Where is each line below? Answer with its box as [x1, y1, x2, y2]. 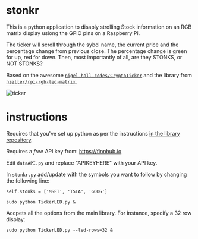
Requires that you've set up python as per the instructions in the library [6, 130, 180, 137]
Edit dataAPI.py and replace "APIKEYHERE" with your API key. [6, 159, 158, 166]
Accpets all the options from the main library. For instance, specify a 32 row [6, 209, 192, 216]
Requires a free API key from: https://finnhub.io [6, 147, 122, 155]
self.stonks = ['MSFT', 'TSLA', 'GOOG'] [6, 188, 108, 194]
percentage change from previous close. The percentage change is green [6, 47, 187, 54]
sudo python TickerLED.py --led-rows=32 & [6, 227, 113, 233]
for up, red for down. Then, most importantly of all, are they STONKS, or [6, 54, 183, 61]
